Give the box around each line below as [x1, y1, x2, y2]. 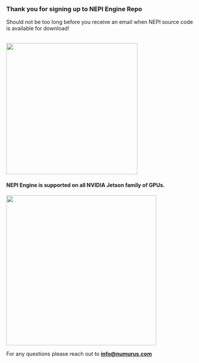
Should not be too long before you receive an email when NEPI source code [6, 19, 194, 26]
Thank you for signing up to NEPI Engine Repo [6, 5, 143, 13]
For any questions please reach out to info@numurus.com [6, 350, 152, 357]
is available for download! [6, 25, 70, 32]
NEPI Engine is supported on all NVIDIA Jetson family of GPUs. [6, 181, 165, 188]
